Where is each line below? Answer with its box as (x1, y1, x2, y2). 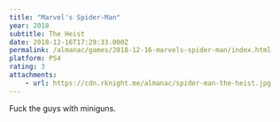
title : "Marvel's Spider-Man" (9, 12, 121, 22)
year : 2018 (9, 21, 50, 30)
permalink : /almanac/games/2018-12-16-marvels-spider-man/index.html (9, 46, 272, 55)
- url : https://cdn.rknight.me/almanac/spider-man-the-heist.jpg (25, 79, 272, 88)
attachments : (9, 71, 58, 80)
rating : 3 (9, 63, 46, 72)
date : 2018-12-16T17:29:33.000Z (9, 37, 128, 47)
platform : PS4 (9, 54, 62, 63)
